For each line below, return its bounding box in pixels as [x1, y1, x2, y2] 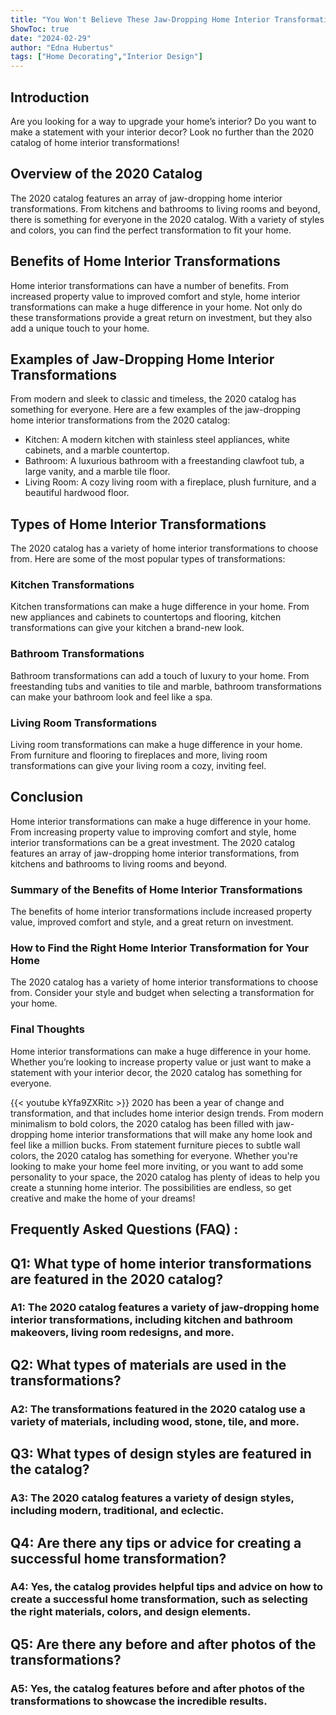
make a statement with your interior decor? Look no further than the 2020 [10, 126, 315, 138]
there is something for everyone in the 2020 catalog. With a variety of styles [10, 213, 325, 225]
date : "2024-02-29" [10, 33, 92, 43]
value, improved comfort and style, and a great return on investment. [10, 916, 294, 928]
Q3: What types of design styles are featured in [10, 1446, 312, 1463]
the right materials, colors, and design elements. [10, 1605, 252, 1619]
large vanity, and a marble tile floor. [24, 466, 171, 478]
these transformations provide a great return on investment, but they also [10, 311, 313, 323]
